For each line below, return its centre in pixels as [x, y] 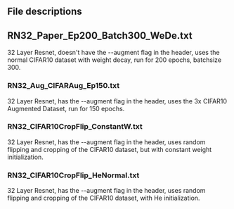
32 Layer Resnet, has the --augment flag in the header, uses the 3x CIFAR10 [117, 101]
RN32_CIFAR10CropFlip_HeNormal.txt [73, 175]
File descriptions [45, 12]
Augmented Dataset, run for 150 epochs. [66, 108]
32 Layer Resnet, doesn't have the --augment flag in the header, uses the [113, 53]
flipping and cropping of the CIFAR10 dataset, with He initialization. [104, 198]
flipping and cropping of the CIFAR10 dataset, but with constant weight [110, 149]
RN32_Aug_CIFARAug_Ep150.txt [64, 86]
